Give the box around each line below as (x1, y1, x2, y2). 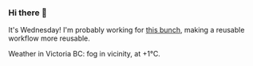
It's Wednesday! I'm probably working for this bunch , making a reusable (8, 25, 245, 35)
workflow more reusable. (8, 33, 90, 43)
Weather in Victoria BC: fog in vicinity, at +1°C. (8, 49, 161, 59)
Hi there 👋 (8, 7, 48, 18)
